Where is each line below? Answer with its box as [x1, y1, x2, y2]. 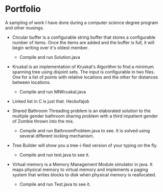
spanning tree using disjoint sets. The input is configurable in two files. [12, 69, 155, 74]
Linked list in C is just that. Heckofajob [12, 98, 90, 104]
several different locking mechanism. [19, 133, 94, 139]
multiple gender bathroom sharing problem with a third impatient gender [12, 113, 158, 119]
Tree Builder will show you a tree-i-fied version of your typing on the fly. [12, 142, 158, 148]
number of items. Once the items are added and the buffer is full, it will [12, 39, 155, 45]
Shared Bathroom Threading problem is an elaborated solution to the [12, 108, 151, 114]
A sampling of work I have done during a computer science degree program [5, 20, 158, 25]
